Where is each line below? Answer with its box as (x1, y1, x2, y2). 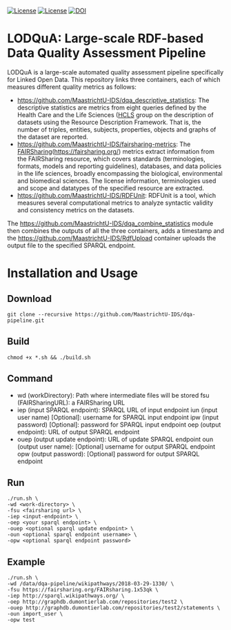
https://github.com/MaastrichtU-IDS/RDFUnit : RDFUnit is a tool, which (17, 191, 216, 199)
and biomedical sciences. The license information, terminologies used (17, 176, 217, 185)
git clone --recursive (7, 311, 72, 318)
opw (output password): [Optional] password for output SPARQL (17, 449, 200, 458)
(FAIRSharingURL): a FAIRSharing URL (17, 398, 125, 407)
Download (7, 293, 52, 305)
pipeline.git (7, 317, 45, 324)
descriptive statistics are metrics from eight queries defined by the (17, 103, 207, 112)
